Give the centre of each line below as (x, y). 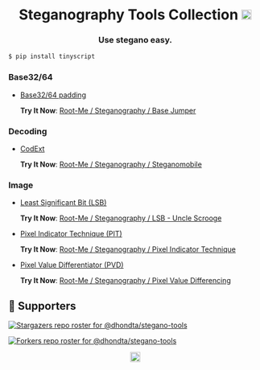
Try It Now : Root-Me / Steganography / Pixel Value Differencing (125, 281)
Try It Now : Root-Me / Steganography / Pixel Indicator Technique (128, 249)
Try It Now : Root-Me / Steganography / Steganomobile (111, 164)
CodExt (32, 148)
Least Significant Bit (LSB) (63, 203)
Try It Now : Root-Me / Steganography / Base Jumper (108, 110)
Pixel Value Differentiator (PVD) (72, 265)
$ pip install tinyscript (52, 57)
